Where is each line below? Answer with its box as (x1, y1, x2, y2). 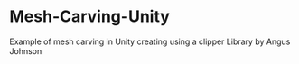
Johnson (9, 45, 42, 56)
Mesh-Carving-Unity (9, 6, 170, 27)
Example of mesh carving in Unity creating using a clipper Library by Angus (9, 36, 291, 47)
